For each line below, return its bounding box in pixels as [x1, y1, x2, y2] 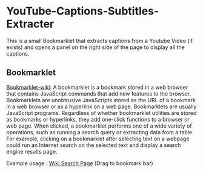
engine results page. [6, 148, 58, 155]
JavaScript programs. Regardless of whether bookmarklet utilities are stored [6, 109, 197, 116]
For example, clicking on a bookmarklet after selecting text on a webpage [6, 135, 190, 142]
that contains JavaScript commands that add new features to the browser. [6, 90, 191, 97]
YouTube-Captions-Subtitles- [6, 4, 159, 18]
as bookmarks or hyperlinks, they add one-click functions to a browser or [6, 116, 190, 123]
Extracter [6, 17, 55, 31]
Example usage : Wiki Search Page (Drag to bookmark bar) [6, 159, 153, 167]
